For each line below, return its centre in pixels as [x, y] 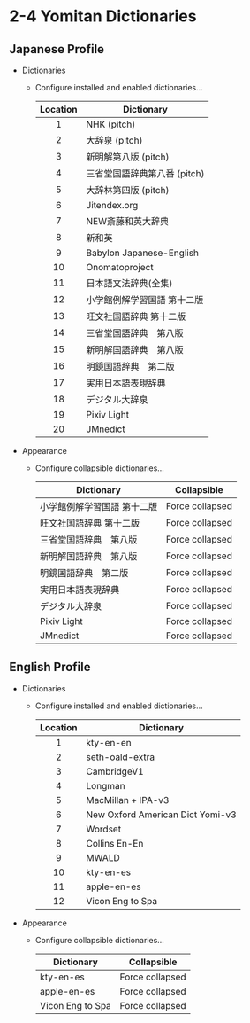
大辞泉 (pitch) [114, 141]
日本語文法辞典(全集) [129, 283]
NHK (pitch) [111, 124]
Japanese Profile [57, 49]
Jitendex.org [112, 205]
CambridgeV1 [115, 771]
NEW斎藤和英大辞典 [128, 221]
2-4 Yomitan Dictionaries [103, 16]
